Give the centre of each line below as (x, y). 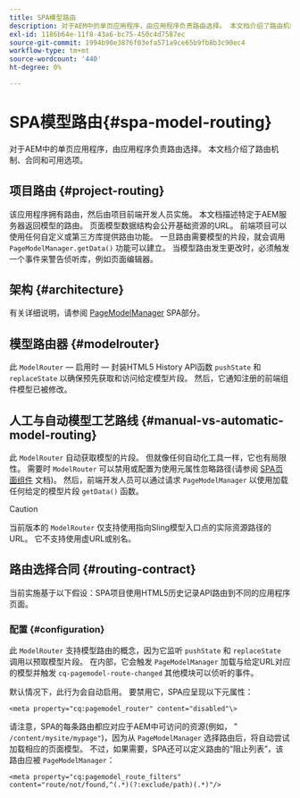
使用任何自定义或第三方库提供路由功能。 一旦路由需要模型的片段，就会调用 (147, 236)
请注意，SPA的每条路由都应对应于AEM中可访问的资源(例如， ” (124, 726)
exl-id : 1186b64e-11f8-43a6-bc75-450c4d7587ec (97, 34)
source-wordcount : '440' (55, 59)
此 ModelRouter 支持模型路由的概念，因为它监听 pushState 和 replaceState (145, 650)
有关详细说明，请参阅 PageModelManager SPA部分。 (107, 313)
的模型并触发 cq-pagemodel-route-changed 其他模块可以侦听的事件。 (134, 673)
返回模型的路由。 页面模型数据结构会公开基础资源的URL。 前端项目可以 (156, 225)
